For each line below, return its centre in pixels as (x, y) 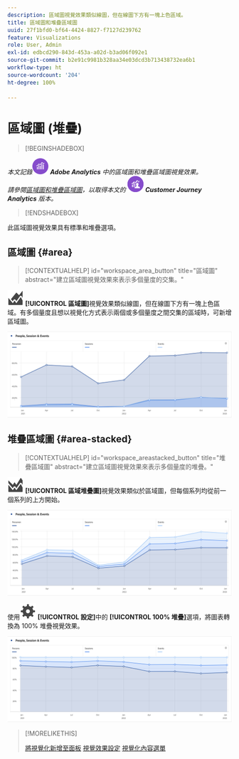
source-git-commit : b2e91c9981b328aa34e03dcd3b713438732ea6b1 (101, 60)
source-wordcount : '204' (44, 75)
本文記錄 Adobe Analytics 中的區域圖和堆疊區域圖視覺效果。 (105, 172)
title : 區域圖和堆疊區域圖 (43, 22)
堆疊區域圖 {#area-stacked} (70, 439)
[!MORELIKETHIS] (51, 733)
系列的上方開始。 (38, 499)
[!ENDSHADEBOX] (52, 213)
